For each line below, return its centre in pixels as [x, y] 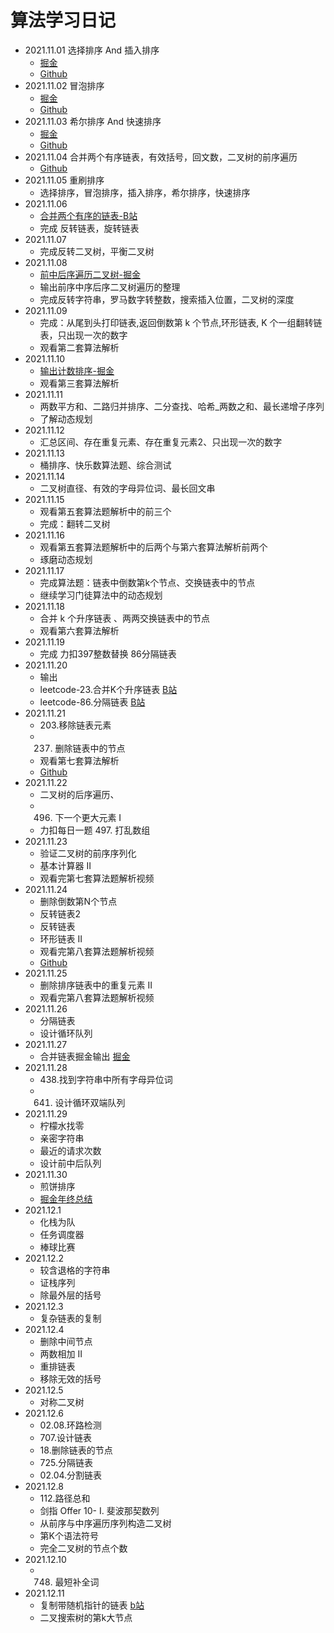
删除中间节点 [66, 1341]
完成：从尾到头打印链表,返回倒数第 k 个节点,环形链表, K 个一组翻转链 [181, 322]
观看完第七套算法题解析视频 [97, 878]
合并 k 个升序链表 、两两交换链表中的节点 [125, 618]
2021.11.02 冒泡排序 [64, 85]
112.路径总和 [65, 1498]
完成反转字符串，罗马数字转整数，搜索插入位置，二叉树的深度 [167, 299]
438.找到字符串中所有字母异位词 [106, 1079]
